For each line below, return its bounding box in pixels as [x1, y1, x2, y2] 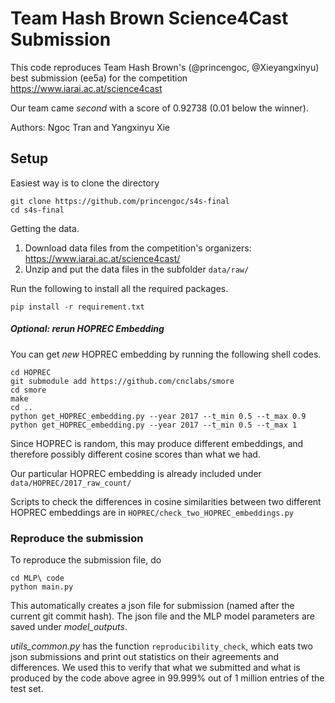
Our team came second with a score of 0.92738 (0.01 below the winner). [10, 102, 309, 114]
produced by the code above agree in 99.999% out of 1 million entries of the [10, 672, 325, 684]
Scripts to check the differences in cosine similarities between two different [10, 495, 322, 507]
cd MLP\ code [10, 573, 65, 584]
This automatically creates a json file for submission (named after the [10, 600, 295, 612]
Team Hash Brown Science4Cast [10, 7, 289, 30]
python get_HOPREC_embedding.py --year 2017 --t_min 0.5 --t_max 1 [10, 420, 298, 430]
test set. [10, 683, 44, 695]
